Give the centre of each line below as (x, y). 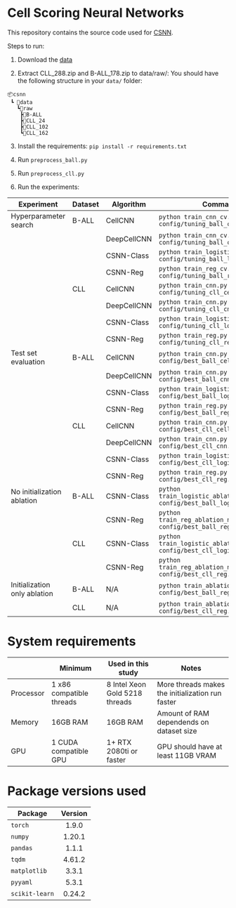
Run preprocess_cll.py (51, 173)
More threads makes (191, 684)
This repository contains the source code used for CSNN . (90, 32)
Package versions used (77, 791)
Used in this (128, 664)
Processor (28, 693)
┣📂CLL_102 (34, 127)
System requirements (72, 641)
